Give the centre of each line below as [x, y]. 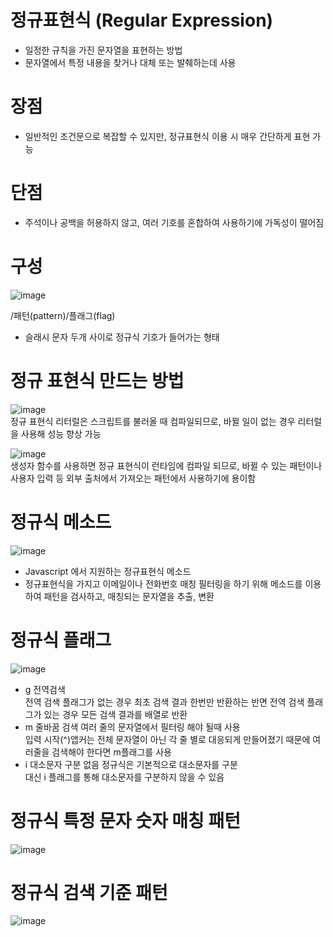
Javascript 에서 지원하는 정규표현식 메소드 [108, 571]
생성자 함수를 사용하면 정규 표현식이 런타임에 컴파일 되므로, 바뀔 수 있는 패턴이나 [166, 465]
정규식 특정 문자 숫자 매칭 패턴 [126, 820]
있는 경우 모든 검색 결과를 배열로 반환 [115, 714]
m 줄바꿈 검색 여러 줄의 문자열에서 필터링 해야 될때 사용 [132, 727]
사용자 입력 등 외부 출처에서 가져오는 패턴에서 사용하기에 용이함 [133, 478]
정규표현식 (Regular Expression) [142, 20]
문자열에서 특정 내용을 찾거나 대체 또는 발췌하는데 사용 [130, 62]
